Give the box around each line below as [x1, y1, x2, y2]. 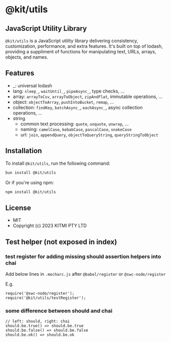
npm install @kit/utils [5, 189, 56, 195]
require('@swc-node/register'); [5, 291, 74, 296]
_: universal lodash [12, 82, 52, 88]
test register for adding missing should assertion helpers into [5, 253, 161, 260]
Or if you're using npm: [5, 179, 54, 185]
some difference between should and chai [5, 307, 113, 314]
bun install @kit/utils [5, 170, 56, 175]
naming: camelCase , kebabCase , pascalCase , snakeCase [20, 126, 132, 132]
